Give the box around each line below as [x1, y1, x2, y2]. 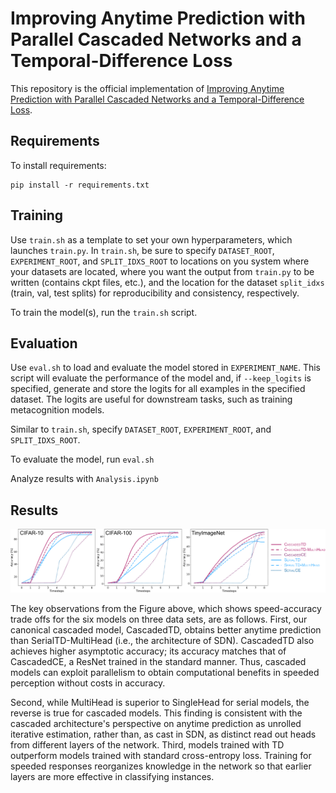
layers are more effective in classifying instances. [10, 771, 215, 783]
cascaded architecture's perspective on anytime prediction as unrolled [10, 718, 302, 730]
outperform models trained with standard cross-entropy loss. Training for [10, 750, 312, 762]
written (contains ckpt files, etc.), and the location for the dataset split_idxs [10, 276, 325, 288]
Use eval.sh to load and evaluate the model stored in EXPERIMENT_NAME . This [10, 362, 322, 374]
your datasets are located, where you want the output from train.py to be [10, 265, 315, 277]
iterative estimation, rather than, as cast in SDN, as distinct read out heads [10, 728, 317, 741]
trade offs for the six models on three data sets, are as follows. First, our [10, 613, 308, 626]
